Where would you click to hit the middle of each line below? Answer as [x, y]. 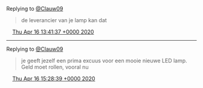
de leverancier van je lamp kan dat [64, 20]
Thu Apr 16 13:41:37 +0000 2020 [53, 32]
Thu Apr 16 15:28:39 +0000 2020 [53, 78]
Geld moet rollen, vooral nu [55, 67]
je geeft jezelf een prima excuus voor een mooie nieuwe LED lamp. [104, 60]
